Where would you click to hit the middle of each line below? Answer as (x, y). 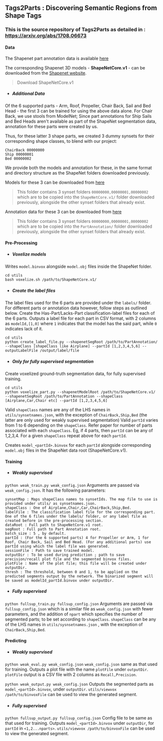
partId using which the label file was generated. (57, 546)
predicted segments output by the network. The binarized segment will (79, 576)
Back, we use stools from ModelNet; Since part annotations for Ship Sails (78, 116)
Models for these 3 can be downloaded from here (55, 182)
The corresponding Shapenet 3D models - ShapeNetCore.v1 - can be (75, 67)
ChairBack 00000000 (25, 150)
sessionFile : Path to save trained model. (50, 550)
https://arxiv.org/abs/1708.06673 (46, 36)
